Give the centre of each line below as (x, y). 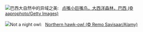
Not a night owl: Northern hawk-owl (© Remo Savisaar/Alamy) (74, 24)
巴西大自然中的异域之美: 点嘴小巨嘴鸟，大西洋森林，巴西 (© (72, 8)
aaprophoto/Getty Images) (32, 14)
